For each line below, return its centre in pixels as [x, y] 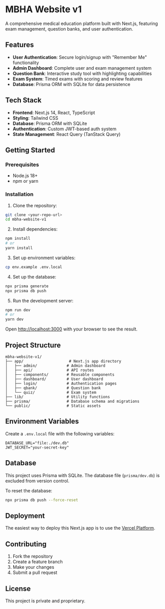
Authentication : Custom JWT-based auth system [64, 129]
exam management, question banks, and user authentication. [69, 29]
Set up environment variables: [44, 258]
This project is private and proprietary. [45, 601]
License [18, 588]
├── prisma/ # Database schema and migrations [72, 401]
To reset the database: [29, 490]
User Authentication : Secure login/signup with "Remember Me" [80, 57]
